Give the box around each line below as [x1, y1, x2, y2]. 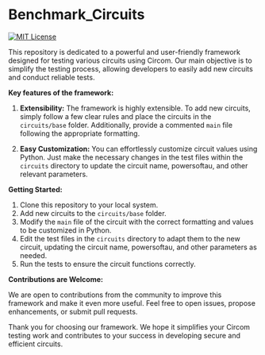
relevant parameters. [19, 169, 89, 179]
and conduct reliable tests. [8, 72, 95, 82]
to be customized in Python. [19, 225, 112, 235]
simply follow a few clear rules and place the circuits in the [19, 111, 212, 121]
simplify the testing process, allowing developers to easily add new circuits [8, 64, 254, 73]
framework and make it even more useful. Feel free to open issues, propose [8, 298, 256, 307]
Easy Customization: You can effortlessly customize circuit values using [19, 144, 258, 153]
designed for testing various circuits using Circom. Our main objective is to [8, 56, 252, 65]
